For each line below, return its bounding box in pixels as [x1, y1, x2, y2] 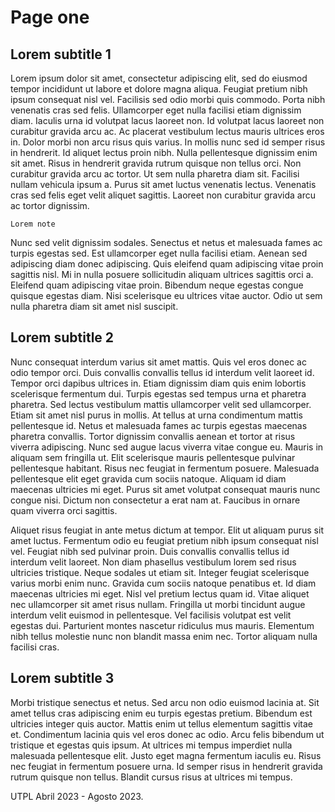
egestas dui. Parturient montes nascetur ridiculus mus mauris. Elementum [10, 619, 315, 631]
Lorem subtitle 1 [10, 46, 112, 63]
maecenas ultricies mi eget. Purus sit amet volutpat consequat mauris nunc [10, 483, 321, 495]
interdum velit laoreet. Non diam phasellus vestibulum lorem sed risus [10, 556, 297, 568]
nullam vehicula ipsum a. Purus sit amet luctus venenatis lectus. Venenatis [10, 179, 317, 190]
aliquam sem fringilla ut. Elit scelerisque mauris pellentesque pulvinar [10, 451, 296, 463]
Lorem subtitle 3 [10, 670, 115, 687]
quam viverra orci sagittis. [10, 504, 118, 516]
